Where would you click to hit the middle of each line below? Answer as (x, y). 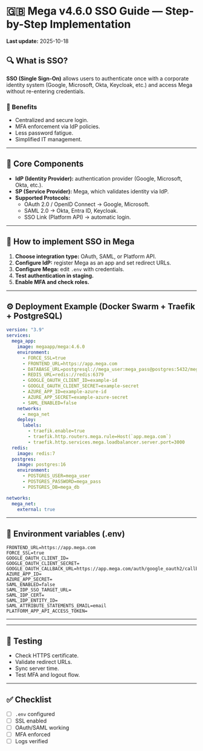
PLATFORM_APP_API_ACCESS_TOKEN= (47, 611)
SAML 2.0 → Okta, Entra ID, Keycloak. (71, 210)
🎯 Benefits (22, 107)
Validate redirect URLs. (43, 662)
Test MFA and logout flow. (47, 675)
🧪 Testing (24, 641)
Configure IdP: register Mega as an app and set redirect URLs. (93, 263)
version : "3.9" (25, 330)
